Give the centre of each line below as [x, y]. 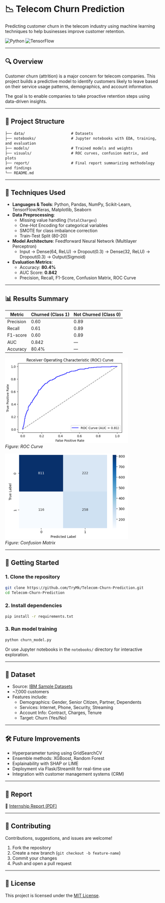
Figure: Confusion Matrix [30, 542]
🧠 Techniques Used [35, 192]
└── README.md [20, 173]
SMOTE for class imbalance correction [58, 231]
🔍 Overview [24, 62]
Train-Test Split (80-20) [43, 236]
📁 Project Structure [35, 122]
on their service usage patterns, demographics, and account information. [79, 86]
